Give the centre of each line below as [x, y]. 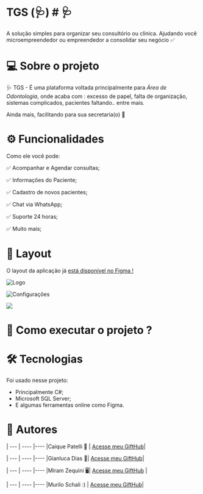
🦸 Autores [32, 430]
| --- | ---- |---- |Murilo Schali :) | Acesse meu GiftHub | [75, 484]
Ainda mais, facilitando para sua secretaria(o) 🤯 [66, 115]
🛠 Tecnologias [45, 359]
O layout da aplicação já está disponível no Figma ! [70, 270]
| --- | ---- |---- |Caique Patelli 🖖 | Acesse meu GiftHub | [76, 446]
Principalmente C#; [39, 392]
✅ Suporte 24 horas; [32, 216]
